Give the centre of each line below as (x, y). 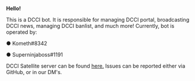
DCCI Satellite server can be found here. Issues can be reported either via (96, 66)
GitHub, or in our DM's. (34, 72)
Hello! (14, 8)
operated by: (22, 32)
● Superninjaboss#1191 (34, 54)
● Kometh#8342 (27, 43)
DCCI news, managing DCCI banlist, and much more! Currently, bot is (90, 26)
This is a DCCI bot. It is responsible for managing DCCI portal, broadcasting (98, 20)
